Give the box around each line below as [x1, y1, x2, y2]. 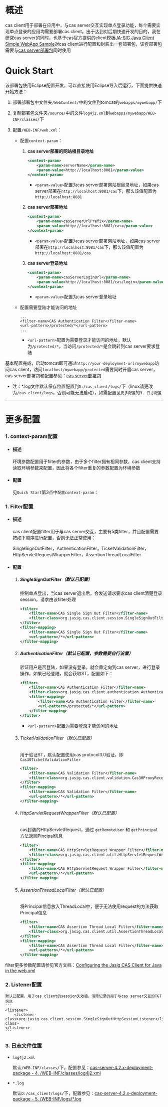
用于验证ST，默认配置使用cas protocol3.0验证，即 [19, 751, 124, 757]
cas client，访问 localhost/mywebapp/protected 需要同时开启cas [9, 367, 139, 373]
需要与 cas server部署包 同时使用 [5, 47, 71, 53]
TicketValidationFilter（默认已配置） [19, 735, 95, 741]
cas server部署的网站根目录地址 [27, 148, 94, 154]
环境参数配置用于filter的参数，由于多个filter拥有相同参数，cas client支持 [12, 458, 161, 464]
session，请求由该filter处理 [19, 596, 76, 602]
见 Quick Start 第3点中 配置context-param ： [12, 489, 99, 495]
